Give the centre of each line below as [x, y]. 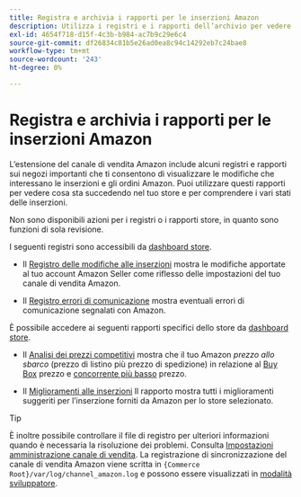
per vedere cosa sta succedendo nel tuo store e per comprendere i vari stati [150, 192]
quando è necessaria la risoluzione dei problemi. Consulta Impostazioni [142, 445]
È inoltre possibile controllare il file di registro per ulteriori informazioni [139, 435]
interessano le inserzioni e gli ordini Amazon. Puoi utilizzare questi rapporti [147, 183]
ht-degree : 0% [36, 68]
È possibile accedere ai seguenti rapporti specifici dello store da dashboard [149, 327]
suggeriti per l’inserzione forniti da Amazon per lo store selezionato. [148, 400]
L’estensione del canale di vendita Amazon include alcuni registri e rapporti [148, 164]
